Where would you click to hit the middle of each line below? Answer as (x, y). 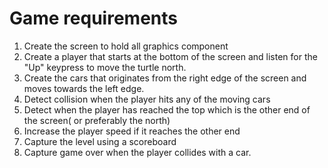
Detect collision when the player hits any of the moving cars (147, 99)
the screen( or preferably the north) (97, 120)
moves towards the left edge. (84, 88)
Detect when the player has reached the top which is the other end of (167, 109)
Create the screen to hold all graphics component (126, 46)
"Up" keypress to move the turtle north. (105, 67)
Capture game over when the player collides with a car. (137, 152)
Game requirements (93, 18)
